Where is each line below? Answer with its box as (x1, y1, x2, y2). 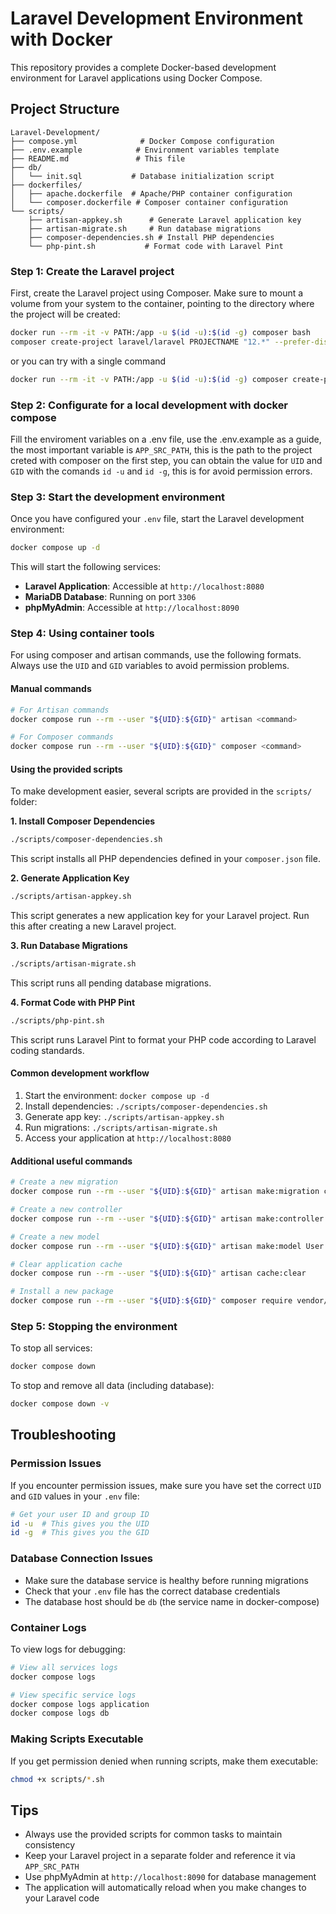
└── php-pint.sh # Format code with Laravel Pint (28, 241, 284, 251)
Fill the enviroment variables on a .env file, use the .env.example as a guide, (10, 433, 322, 445)
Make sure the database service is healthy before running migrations (24, 1574, 309, 1586)
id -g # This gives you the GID (10, 1528, 150, 1538)
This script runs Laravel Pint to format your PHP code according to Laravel (10, 1033, 317, 1046)
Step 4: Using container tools (10, 627, 155, 641)
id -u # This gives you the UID (10, 1518, 150, 1529)
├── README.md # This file (10, 153, 186, 164)
